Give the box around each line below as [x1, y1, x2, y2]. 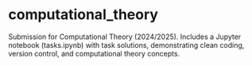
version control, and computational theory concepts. [8, 49, 180, 58]
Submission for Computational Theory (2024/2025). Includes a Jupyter [8, 32, 242, 41]
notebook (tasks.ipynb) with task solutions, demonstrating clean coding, [8, 40, 245, 49]
